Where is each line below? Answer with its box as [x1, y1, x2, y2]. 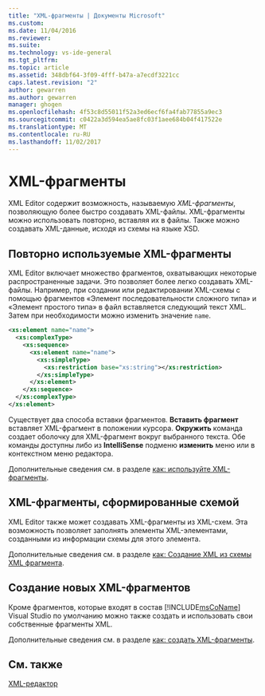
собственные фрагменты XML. [8, 619, 113, 629]
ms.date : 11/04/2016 [8, 26, 77, 34]
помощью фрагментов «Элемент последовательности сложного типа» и [8, 294, 257, 303]
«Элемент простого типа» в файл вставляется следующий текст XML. [8, 303, 247, 312]
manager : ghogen [8, 101, 62, 109]
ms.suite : [8, 42, 41, 49]
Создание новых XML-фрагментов [8, 581, 191, 595]
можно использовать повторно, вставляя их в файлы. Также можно [8, 216, 240, 225]
